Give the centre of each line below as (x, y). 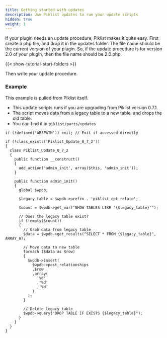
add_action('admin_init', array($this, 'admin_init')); (78, 168)
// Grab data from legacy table (57, 229)
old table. (22, 118)
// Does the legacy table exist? (54, 216)
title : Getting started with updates (45, 10)
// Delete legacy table (48, 309)
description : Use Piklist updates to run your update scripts (72, 15)
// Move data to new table (52, 247)
